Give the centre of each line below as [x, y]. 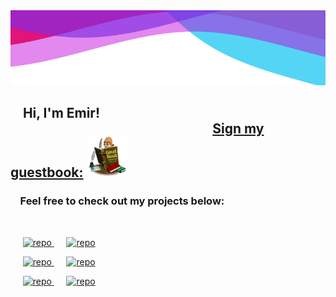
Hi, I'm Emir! [61, 113]
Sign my [238, 129]
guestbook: [47, 172]
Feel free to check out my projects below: [122, 201]
